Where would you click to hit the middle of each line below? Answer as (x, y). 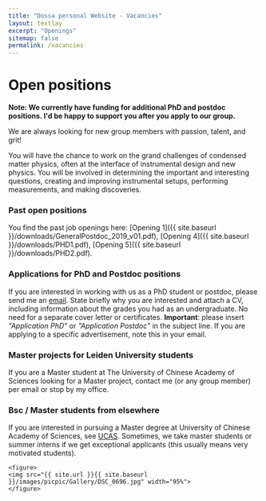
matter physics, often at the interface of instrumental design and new (122, 164)
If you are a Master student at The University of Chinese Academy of (121, 372)
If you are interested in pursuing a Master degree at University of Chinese (129, 428)
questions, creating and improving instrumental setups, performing (118, 181)
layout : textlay (35, 23)
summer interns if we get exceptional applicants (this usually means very (128, 445)
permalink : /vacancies (46, 46)
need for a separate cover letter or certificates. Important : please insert (127, 317)
